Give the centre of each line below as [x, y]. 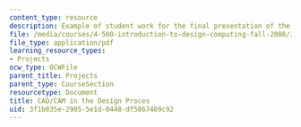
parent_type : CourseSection [62, 84]
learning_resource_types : [57, 51]
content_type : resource [54, 17]
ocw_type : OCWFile [43, 68]
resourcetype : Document [54, 92]
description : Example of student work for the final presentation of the [150, 26]
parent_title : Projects [54, 76]
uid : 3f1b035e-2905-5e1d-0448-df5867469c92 [92, 109]
